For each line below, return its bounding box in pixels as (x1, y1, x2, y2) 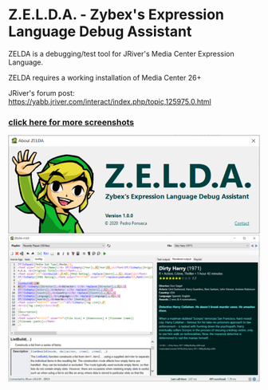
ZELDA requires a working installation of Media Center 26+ (8, 73, 202, 82)
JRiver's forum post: (8, 88, 75, 97)
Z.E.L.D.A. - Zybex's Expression (8, 6, 225, 24)
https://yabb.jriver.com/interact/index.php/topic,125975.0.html (8, 97, 211, 106)
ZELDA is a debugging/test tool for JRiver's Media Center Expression (8, 49, 235, 58)
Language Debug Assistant (8, 22, 192, 41)
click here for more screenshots (8, 116, 135, 128)
